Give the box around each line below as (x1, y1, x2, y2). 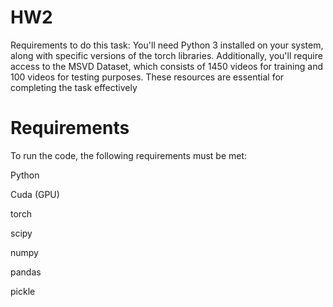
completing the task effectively (10, 81, 138, 93)
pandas (10, 266, 42, 278)
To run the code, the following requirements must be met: (10, 149, 248, 161)
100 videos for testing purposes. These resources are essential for (10, 71, 285, 83)
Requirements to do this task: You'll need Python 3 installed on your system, (10, 39, 324, 51)
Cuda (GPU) (10, 188, 60, 200)
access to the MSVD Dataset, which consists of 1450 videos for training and (10, 60, 324, 72)
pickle (10, 285, 36, 297)
